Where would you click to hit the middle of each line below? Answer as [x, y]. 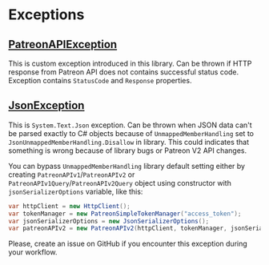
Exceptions [46, 15]
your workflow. [33, 252]
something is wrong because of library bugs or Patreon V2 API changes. [128, 151]
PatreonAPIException [63, 44]
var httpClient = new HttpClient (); [69, 206]
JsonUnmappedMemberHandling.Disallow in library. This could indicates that [129, 142]
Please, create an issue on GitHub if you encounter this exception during [128, 244]
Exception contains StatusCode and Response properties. [100, 80]
